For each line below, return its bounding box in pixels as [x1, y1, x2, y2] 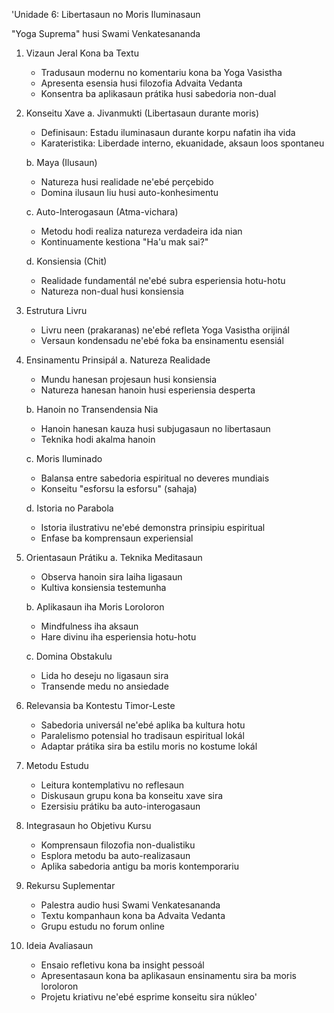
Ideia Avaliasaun [25, 940, 94, 951]
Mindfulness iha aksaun [40, 620, 139, 632]
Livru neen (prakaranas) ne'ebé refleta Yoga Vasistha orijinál [40, 324, 290, 336]
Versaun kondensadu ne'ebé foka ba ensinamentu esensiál [40, 335, 284, 346]
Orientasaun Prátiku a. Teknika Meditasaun [25, 552, 203, 563]
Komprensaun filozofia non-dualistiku [40, 839, 196, 851]
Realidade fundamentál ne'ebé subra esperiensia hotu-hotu [40, 275, 286, 286]
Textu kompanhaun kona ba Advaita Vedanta [40, 910, 226, 921]
